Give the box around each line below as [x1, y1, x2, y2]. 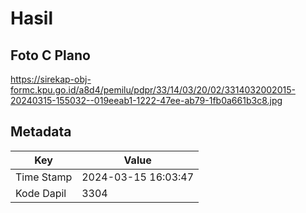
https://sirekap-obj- [10, 73, 92, 85]
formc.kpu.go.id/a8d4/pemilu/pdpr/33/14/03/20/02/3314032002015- [10, 84, 296, 96]
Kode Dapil [15, 186, 67, 200]
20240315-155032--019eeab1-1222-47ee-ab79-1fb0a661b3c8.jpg [10, 95, 283, 106]
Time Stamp [15, 170, 73, 184]
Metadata [10, 123, 72, 141]
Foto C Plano [10, 47, 91, 64]
